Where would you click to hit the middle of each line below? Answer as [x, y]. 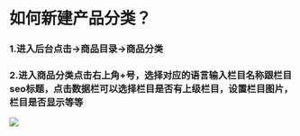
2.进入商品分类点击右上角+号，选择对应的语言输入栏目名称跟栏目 [151, 76]
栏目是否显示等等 [46, 103]
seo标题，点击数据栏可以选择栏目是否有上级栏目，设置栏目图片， [151, 89]
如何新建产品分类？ [81, 18]
